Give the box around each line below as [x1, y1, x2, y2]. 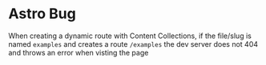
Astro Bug [8, 5, 76, 23]
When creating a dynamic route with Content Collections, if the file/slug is [8, 31, 252, 40]
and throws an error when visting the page [8, 48, 149, 57]
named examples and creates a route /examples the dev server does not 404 [8, 39, 259, 48]
